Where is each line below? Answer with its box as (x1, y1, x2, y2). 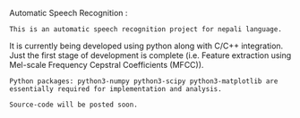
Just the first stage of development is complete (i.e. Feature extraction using (9, 50, 292, 61)
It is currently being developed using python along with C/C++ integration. (9, 40, 284, 51)
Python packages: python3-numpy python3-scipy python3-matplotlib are (9, 77, 279, 86)
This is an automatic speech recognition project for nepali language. (9, 25, 282, 34)
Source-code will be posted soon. (9, 100, 139, 109)
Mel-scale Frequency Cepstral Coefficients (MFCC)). (9, 60, 204, 70)
